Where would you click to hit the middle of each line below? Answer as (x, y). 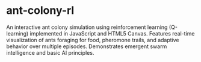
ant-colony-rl (40, 11)
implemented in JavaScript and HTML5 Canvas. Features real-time (112, 33)
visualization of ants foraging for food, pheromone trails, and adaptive (93, 40)
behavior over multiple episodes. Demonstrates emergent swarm (87, 46)
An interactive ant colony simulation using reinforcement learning (87, 27)
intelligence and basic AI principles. (50, 52)
